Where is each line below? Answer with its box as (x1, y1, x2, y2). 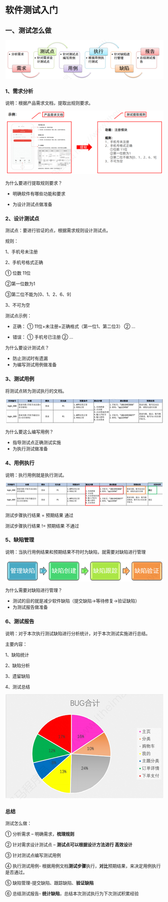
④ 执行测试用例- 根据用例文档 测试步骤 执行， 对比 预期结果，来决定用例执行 (5, 863, 161, 869)
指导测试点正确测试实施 (12, 440, 61, 446)
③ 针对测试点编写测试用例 (5, 852, 61, 858)
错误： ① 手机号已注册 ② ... (12, 334, 74, 340)
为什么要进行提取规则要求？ (5, 180, 63, 186)
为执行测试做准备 (12, 446, 48, 452)
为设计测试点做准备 (12, 201, 53, 207)
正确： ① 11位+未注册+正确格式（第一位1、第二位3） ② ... (12, 323, 135, 329)
